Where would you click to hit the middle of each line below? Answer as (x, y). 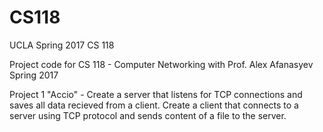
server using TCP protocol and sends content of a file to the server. (148, 115)
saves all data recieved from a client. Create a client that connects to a (154, 105)
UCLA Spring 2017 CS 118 (62, 45)
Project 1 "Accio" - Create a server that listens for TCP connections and (156, 94)
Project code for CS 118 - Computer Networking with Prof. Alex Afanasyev (161, 64)
